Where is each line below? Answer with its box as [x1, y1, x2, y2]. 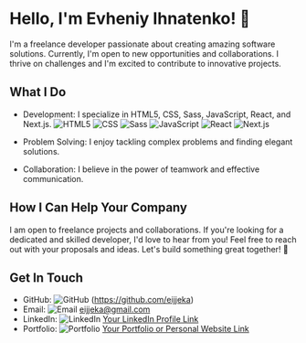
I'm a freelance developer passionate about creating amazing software [9, 38, 276, 49]
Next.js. [22, 118, 52, 129]
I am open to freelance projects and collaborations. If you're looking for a [9, 224, 284, 235]
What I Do [9, 84, 67, 100]
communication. [22, 173, 84, 184]
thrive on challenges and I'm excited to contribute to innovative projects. [9, 58, 281, 69]
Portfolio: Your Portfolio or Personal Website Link [22, 324, 249, 335]
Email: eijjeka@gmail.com [22, 304, 151, 315]
